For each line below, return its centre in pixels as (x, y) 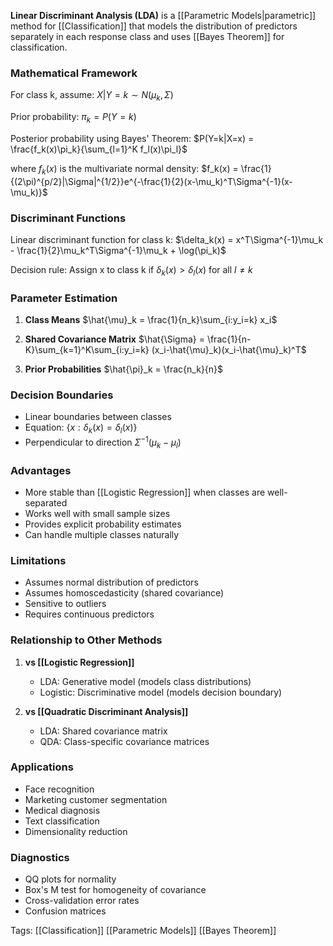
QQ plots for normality (70, 879)
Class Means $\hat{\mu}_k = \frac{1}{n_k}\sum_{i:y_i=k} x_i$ (151, 320)
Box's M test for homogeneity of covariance (115, 890)
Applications (42, 767)
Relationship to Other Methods (86, 640)
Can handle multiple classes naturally (102, 534)
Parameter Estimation (64, 298)
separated (46, 502)
